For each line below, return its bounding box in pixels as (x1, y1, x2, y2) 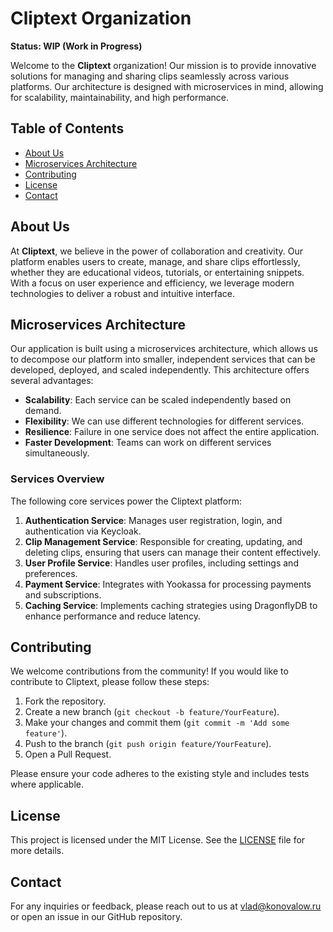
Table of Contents (10, 120, 125, 137)
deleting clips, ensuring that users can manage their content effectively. (24, 546, 321, 558)
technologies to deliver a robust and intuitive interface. (10, 287, 236, 299)
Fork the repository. (24, 695, 107, 707)
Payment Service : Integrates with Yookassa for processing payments (24, 578, 312, 590)
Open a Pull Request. (24, 748, 112, 761)
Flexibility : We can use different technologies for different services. (24, 415, 305, 427)
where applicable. (10, 778, 84, 791)
